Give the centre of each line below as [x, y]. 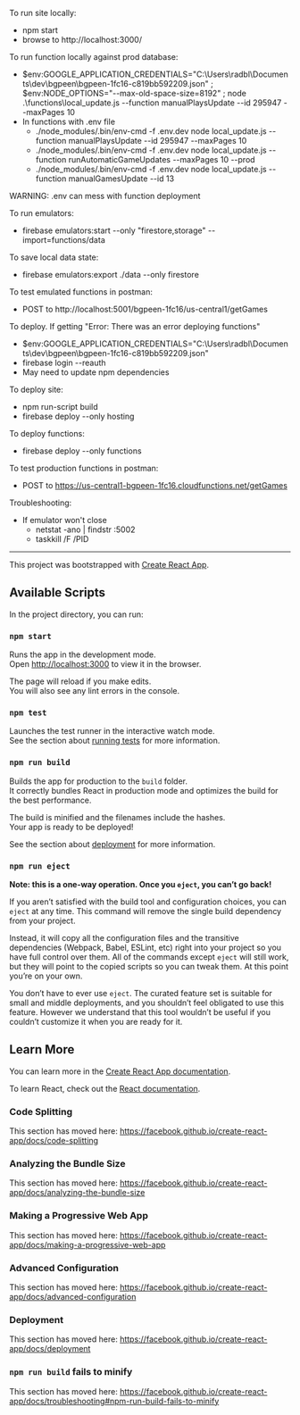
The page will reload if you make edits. [80, 681]
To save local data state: [54, 257]
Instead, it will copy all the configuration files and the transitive [124, 938]
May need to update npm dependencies [96, 372]
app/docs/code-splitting [54, 1141]
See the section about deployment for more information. [112, 844]
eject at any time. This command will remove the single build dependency [146, 911]
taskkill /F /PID [62, 539]
